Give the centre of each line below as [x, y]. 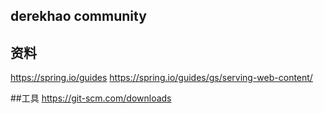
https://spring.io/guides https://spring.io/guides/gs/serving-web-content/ [161, 78]
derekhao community [78, 16]
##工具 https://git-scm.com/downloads [91, 98]
